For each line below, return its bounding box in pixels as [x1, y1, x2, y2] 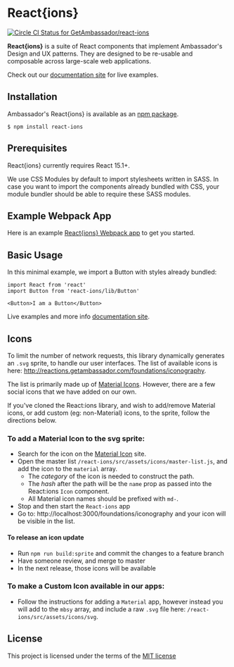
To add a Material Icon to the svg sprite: [7, 433, 145, 443]
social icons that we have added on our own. [7, 387, 137, 396]
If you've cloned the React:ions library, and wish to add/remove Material [7, 401, 216, 409]
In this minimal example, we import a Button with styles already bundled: [7, 268, 217, 276]
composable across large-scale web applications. [7, 56, 152, 65]
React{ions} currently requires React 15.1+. [7, 161, 130, 170]
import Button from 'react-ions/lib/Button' [7, 287, 140, 295]
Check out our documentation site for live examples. [7, 70, 159, 79]
